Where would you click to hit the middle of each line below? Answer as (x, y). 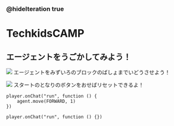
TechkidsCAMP (45, 34)
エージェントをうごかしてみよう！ (69, 57)
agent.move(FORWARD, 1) (46, 101)
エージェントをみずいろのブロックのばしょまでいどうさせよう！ (92, 72)
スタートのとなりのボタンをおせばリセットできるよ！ (79, 84)
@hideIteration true (35, 9)
